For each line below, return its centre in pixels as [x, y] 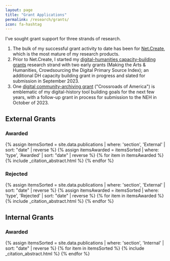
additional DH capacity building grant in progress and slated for [79, 76]
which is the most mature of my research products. [66, 54]
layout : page [19, 10]
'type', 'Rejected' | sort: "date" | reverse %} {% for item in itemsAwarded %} [84, 196]
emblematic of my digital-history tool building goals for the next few [83, 92]
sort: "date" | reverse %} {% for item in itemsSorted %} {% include [75, 248]
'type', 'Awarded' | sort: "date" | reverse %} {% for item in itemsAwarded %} [84, 155]
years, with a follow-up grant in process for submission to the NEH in [85, 97]
